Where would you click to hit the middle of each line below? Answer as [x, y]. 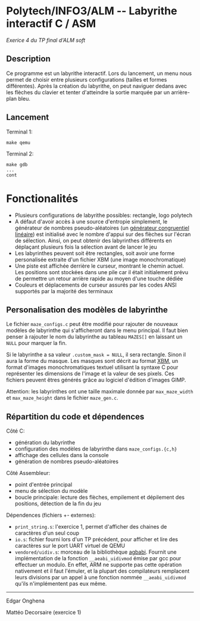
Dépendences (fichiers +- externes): [51, 515]
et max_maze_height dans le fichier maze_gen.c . [62, 398]
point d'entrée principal [43, 485]
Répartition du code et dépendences [75, 416]
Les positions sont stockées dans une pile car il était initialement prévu [101, 272]
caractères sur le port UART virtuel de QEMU [70, 546]
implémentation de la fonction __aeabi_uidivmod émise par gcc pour [98, 558]
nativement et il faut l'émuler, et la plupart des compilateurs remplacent [102, 571]
